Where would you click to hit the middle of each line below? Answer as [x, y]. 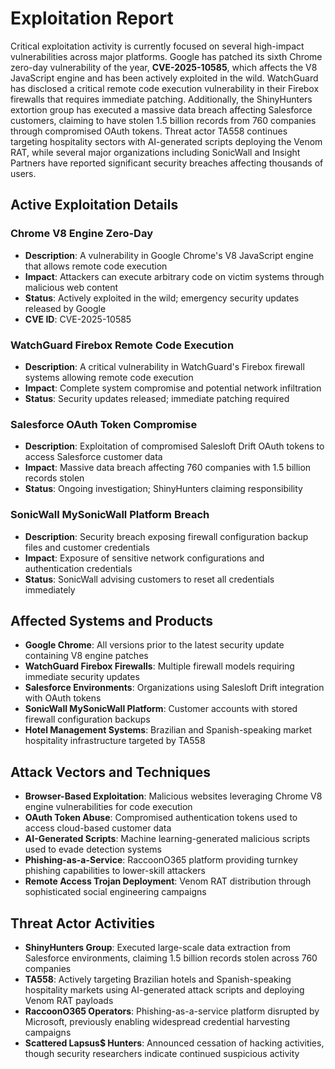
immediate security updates [82, 677]
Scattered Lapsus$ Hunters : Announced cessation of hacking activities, [174, 1043]
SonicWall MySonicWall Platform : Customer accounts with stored [161, 709]
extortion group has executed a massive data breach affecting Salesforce [161, 109]
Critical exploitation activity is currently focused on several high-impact [157, 46]
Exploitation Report [92, 18]
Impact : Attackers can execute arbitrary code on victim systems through [174, 276]
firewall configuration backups [87, 719]
